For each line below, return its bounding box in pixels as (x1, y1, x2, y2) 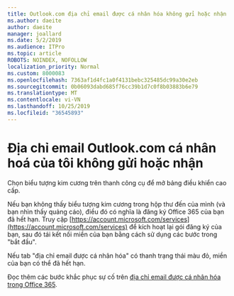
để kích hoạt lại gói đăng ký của (128, 222, 222, 231)
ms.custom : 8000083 (7, 70, 65, 77)
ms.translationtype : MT (7, 89, 78, 97)
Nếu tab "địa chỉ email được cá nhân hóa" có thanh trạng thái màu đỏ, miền (7, 251, 228, 260)
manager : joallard (7, 30, 62, 38)
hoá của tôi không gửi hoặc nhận (7, 155, 204, 171)
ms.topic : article (7, 50, 62, 57)
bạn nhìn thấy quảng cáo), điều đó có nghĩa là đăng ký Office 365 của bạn (7, 207, 225, 216)
